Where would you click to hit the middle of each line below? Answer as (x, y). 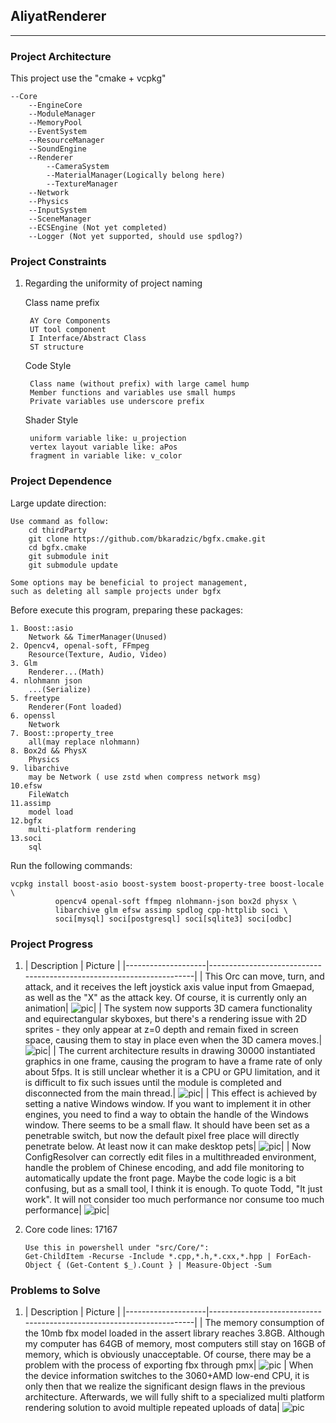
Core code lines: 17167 (71, 1229)
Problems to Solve (55, 1290)
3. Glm (24, 663)
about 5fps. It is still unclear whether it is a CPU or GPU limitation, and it (172, 1072)
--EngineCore (55, 105)
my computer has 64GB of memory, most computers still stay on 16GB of (175, 1344)
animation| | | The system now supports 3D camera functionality (168, 1008)
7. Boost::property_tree (62, 733)
